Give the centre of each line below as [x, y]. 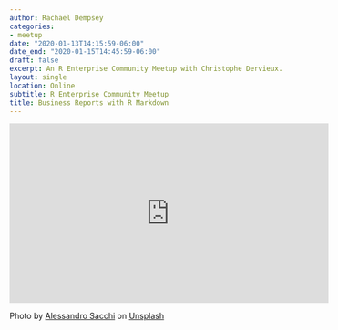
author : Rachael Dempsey [56, 18]
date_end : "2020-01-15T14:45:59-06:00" [85, 52]
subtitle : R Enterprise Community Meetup [89, 94]
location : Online [42, 86]
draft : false [34, 60]
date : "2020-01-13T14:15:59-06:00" [77, 43]
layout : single [38, 77]
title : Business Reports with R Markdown [89, 103]
